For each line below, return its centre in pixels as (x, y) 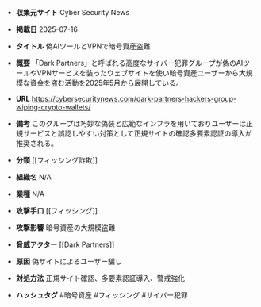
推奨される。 (36, 143)
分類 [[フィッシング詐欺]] (56, 160)
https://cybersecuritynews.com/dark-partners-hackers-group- (134, 99)
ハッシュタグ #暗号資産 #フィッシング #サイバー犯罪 (102, 295)
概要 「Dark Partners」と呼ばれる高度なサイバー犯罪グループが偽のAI (129, 63)
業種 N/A (30, 194)
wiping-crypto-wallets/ (53, 107)
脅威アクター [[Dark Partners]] (65, 244)
